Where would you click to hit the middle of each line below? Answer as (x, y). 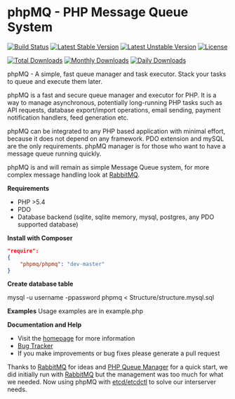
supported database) (48, 224)
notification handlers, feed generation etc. (68, 118)
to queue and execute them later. (55, 81)
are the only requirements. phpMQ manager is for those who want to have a (117, 146)
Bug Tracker (35, 346)
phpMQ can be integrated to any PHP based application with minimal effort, (116, 131)
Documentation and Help (45, 325)
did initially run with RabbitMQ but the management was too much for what (115, 374)
